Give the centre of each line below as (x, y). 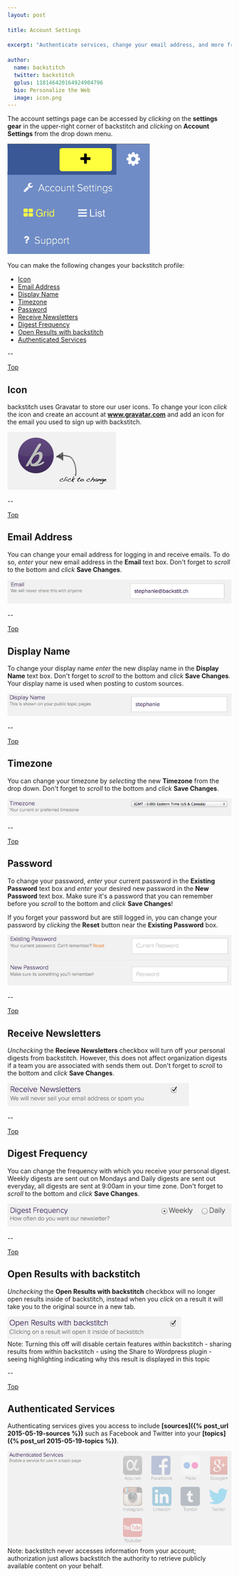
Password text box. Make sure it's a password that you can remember (110, 896)
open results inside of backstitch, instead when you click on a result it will (115, 1299)
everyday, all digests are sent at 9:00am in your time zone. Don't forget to (115, 1186)
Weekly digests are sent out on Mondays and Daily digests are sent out (111, 1178)
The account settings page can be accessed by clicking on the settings (113, 119)
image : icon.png (38, 97)
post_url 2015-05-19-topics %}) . (69, 1441)
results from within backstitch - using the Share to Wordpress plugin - (110, 1351)
